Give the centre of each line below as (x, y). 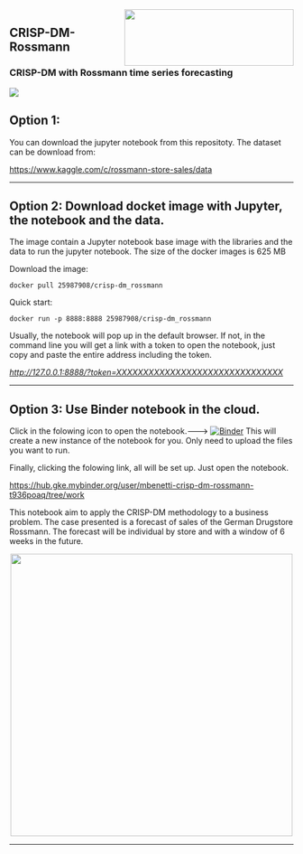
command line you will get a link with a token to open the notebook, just (142, 345)
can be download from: (53, 152)
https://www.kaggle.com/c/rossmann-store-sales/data (111, 169)
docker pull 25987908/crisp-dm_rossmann (87, 286)
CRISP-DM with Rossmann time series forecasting (121, 73)
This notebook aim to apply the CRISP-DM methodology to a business (139, 512)
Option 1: (35, 121)
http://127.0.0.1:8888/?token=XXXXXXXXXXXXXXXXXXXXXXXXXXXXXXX (147, 372)
